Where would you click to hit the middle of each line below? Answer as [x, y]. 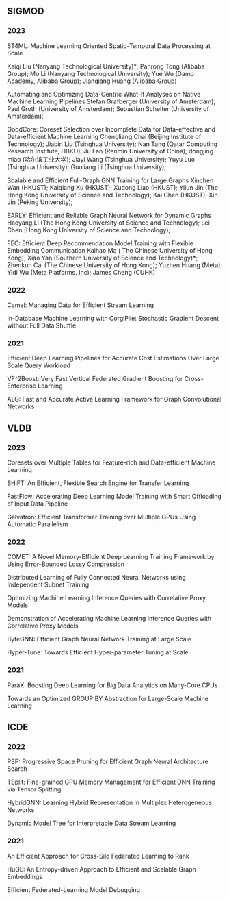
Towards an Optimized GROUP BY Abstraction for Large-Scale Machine [108, 698]
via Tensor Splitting [34, 789]
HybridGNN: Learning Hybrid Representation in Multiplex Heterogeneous [110, 803]
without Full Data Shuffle [42, 325]
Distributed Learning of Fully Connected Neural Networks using [96, 578]
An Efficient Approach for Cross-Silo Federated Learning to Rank [98, 856]
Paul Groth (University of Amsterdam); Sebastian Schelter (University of [108, 108]
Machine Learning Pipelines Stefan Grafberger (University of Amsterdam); [111, 101]
